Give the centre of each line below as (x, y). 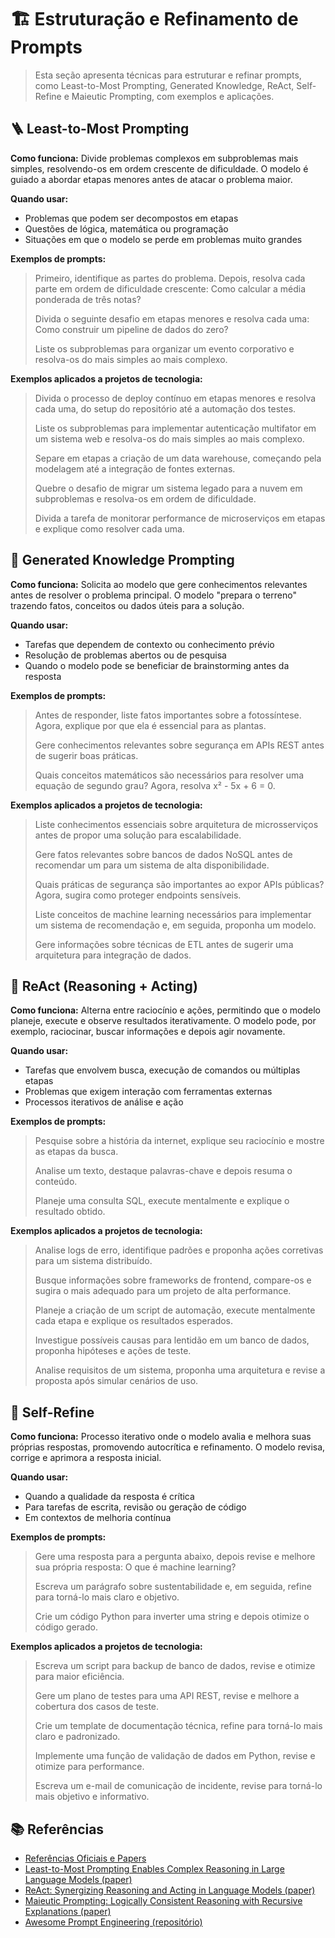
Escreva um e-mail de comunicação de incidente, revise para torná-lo (178, 1786)
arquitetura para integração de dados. (113, 955)
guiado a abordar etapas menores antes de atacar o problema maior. (151, 179)
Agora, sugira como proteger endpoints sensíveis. (138, 895)
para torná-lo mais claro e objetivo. (107, 1597)
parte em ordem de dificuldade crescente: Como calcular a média (170, 288)
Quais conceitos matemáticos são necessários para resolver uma (169, 775)
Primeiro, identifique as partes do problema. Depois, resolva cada (170, 278)
